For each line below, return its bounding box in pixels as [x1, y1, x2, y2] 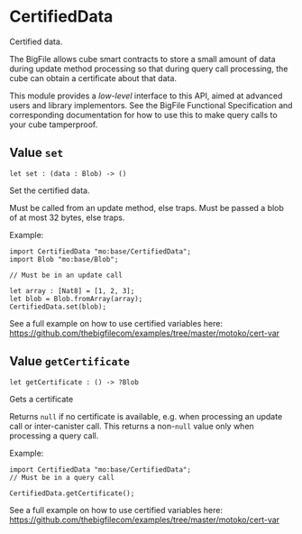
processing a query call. [9, 430, 99, 441]
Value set [9, 145, 64, 161]
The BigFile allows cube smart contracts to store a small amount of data [9, 53, 277, 64]
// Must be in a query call [9, 473, 115, 482]
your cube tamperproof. [9, 119, 98, 130]
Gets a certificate [9, 393, 74, 404]
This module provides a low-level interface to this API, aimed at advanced [9, 90, 283, 101]
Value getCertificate [9, 354, 131, 369]
